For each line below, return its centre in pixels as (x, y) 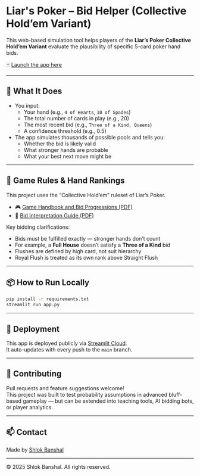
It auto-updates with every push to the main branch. (69, 349)
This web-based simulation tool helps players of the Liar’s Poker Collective (99, 40)
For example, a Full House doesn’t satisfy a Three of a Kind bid (93, 245)
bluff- (176, 394)
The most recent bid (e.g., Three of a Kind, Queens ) (88, 125)
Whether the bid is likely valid (60, 144)
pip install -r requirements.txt (48, 299)
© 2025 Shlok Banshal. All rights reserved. (59, 466)
